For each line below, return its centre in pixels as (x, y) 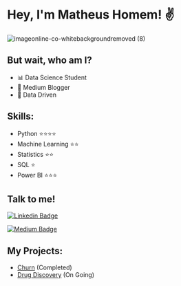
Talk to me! (31, 199)
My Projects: (35, 251)
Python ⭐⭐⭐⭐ (36, 133)
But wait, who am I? (50, 60)
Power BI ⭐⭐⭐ (37, 175)
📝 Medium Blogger (43, 87)
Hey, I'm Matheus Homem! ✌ (91, 15)
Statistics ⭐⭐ (35, 154)
